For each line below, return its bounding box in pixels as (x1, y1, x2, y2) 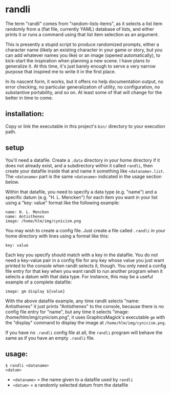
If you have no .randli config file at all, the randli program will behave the (5, 329, 163, 336)
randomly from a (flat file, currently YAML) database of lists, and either (5, 26, 155, 32)
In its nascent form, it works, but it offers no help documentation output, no (5, 78, 164, 84)
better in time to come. (5, 95, 53, 101)
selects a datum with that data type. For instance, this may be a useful (5, 273, 154, 279)
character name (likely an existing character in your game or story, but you (5, 47, 163, 53)
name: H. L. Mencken (5, 209, 50, 214)
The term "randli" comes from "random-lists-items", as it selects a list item (5, 20, 163, 27)
